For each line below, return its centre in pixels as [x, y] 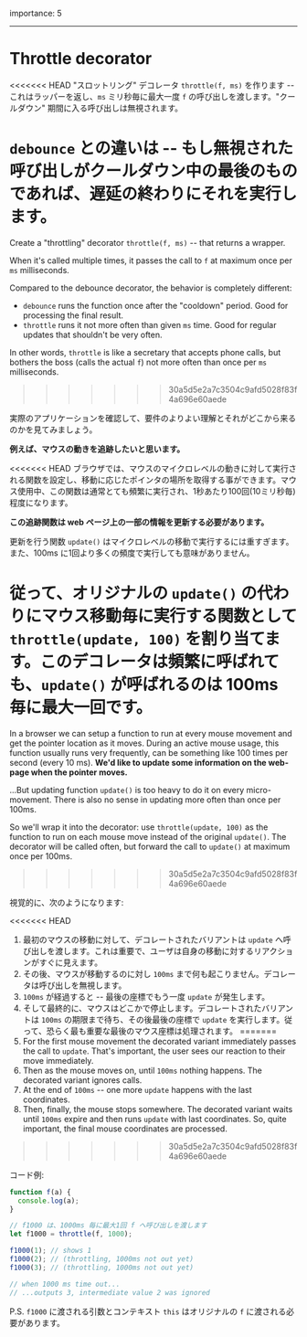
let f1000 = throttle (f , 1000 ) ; [71, 1234]
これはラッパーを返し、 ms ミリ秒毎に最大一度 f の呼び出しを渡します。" [145, 96]
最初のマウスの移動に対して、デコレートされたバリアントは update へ [153, 939]
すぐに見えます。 [71, 962]
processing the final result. [73, 315]
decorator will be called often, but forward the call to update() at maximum [150, 846]
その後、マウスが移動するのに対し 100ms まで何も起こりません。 [143, 973]
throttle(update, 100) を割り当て [137, 639]
